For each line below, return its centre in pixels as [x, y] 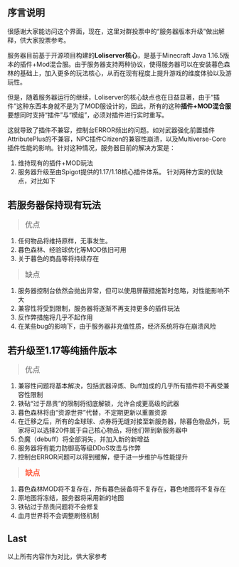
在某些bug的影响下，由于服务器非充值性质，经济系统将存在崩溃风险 [117, 326]
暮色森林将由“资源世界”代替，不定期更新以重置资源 [92, 413]
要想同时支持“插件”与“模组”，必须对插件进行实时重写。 [88, 115]
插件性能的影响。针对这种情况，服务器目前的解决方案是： [91, 147]
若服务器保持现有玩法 [54, 205]
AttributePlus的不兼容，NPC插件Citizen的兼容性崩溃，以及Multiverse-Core [117, 139]
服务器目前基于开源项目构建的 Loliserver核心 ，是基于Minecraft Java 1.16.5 [116, 55]
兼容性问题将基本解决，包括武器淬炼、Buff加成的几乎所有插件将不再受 [121, 386]
